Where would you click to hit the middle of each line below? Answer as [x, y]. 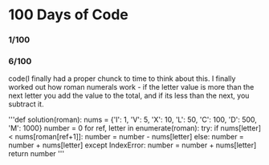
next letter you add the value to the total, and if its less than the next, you [129, 96]
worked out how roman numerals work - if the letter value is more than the [131, 87]
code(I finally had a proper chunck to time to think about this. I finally [122, 78]
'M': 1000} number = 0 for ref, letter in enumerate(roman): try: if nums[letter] [135, 128]
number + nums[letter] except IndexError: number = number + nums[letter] [132, 145]
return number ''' [37, 154]
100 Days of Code [68, 15]
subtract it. [26, 104]
